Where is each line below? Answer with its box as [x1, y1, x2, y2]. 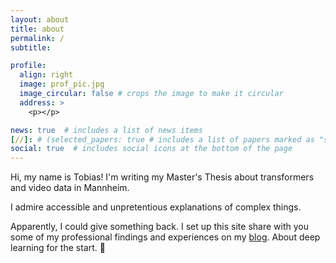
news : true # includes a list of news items [10, 125, 203, 135]
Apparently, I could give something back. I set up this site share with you [10, 221, 309, 233]
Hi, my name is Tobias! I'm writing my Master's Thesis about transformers [10, 171, 315, 183]
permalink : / [10, 33, 65, 43]
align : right [19, 70, 74, 80]
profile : [10, 61, 47, 71]
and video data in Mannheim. [10, 182, 130, 194]
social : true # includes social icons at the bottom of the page [10, 144, 293, 154]
